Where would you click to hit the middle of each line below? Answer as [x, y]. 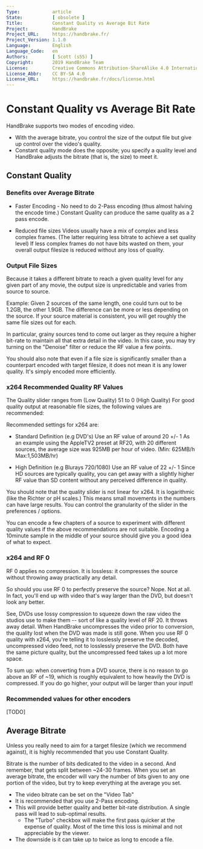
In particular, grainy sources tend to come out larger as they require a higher [101, 334]
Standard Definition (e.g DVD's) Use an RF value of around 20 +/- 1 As [102, 437]
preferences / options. [34, 511]
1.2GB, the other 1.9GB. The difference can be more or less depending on [97, 310]
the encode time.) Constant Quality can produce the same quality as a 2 [105, 213]
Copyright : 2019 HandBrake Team [55, 62]
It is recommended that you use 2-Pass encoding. [77, 801]
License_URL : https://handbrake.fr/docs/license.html [81, 79]
